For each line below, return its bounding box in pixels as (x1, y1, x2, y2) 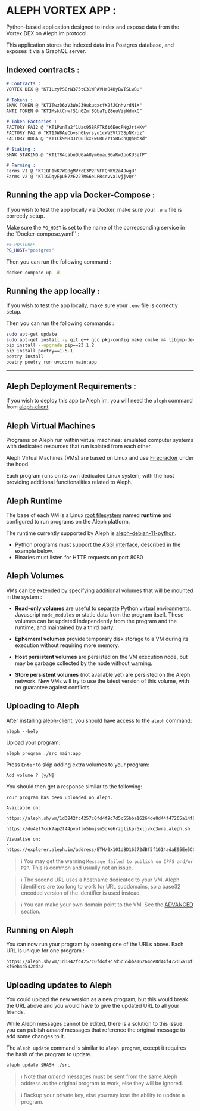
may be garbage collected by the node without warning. (14, 660, 153, 667)
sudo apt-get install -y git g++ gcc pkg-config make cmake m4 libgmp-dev (6, 337, 196, 343)
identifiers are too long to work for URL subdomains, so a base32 (20, 883, 181, 890)
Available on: (6, 804, 42, 811)
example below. (14, 547, 54, 555)
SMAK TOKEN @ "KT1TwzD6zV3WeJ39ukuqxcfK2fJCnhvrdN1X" (6, 103, 143, 109)
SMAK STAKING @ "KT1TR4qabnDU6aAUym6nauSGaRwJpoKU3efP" (6, 151, 148, 158)
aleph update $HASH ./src (6, 1062, 70, 1068)
